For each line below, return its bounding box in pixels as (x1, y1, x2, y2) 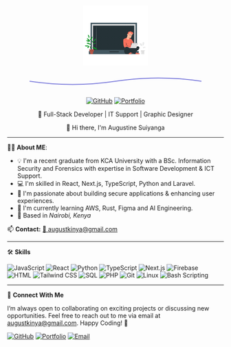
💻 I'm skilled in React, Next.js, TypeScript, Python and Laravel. (16, 180, 196, 187)
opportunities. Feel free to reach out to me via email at (7, 312, 161, 319)
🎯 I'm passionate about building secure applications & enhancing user (16, 189, 215, 198)
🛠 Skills (7, 248, 31, 256)
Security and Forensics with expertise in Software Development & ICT (16, 165, 215, 172)
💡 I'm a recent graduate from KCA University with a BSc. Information (16, 157, 211, 165)
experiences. (16, 197, 54, 204)
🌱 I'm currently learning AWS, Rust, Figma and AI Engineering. (16, 204, 193, 212)
